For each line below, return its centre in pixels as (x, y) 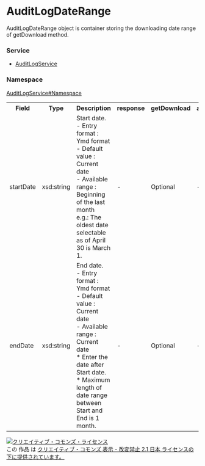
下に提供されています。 (36, 457)
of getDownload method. (38, 34)
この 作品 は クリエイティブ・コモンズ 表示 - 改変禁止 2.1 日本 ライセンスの (100, 449)
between (89, 402)
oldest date (92, 225)
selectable (91, 232)
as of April (91, 240)
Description (93, 108)
